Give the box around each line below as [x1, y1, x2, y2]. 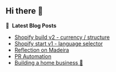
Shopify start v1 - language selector [14, 40, 103, 47]
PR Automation [14, 52, 52, 60]
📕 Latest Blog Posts [5, 22, 56, 29]
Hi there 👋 [5, 6, 43, 16]
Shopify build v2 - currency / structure [14, 34, 110, 41]
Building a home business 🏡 [14, 59, 84, 66]
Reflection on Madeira [14, 46, 70, 53]
